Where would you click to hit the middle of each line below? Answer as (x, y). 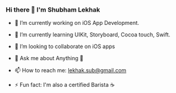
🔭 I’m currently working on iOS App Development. (77, 23)
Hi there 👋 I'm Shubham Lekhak (53, 10)
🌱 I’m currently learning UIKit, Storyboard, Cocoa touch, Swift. (92, 35)
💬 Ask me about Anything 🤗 (49, 58)
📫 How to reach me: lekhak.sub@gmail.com (70, 71)
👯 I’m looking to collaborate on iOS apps (65, 46)
